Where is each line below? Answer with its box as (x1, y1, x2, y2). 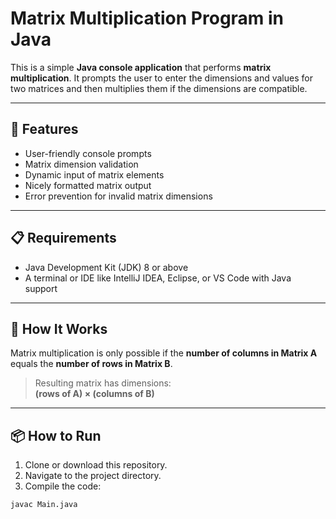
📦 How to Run (10, 427, 102, 444)
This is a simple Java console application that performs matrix (10, 61, 272, 73)
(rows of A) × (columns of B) (34, 388, 155, 400)
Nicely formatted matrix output (24, 179, 152, 191)
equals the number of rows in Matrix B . (10, 358, 173, 370)
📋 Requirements (10, 230, 117, 247)
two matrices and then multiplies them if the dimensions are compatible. (10, 82, 308, 94)
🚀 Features (10, 121, 79, 138)
